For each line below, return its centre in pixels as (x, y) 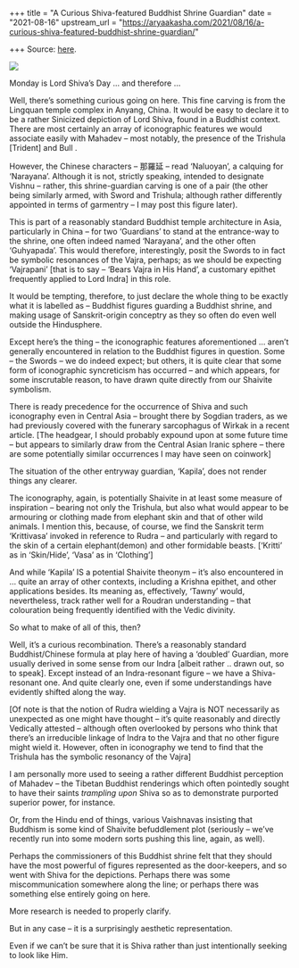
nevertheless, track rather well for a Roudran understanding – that (130, 600)
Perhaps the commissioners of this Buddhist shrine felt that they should (141, 856)
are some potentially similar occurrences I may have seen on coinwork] (140, 454)
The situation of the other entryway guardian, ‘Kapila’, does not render (138, 471)
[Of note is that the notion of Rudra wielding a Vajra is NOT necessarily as (145, 709)
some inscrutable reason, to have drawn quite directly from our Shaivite (141, 380)
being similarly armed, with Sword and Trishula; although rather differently (146, 195)
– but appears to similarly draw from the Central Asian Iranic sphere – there (147, 444)
